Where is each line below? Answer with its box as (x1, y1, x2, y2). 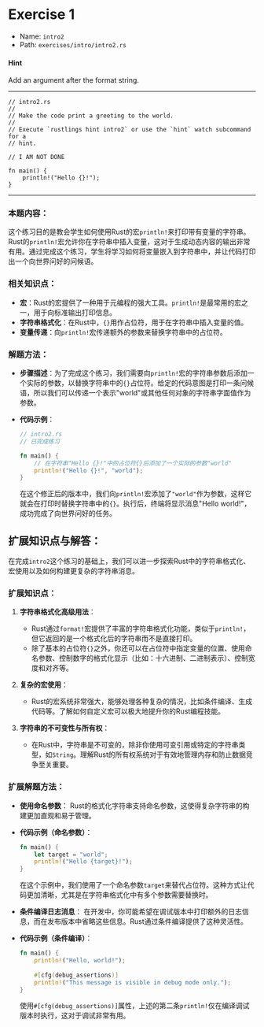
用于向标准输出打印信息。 (33, 307, 116, 317)
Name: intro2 (19, 32, 64, 41)
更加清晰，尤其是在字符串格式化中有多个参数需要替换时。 (26, 890, 213, 899)
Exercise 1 (8, 6, 75, 24)
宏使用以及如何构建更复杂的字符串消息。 (8, 566, 139, 576)
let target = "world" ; (34, 851, 108, 858)
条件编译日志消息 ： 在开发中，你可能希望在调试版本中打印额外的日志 (19, 907, 242, 917)
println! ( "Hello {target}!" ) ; (34, 858, 133, 866)
